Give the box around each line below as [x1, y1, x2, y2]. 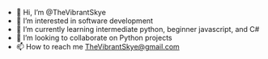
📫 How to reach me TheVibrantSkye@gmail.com [15, 42, 180, 51]
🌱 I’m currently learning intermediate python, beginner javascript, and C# [15, 25, 260, 33]
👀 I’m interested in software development [15, 16, 154, 26]
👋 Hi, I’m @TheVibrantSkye [15, 8, 107, 17]
